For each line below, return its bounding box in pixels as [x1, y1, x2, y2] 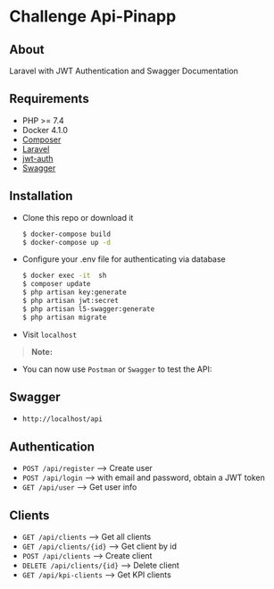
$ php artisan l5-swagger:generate [21, 304, 155, 314]
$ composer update [21, 280, 91, 289]
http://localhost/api [21, 415, 103, 424]
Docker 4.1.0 [21, 124, 69, 135]
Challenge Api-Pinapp [9, 6, 177, 27]
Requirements [9, 91, 89, 106]
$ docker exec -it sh [21, 271, 107, 281]
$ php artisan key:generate [21, 288, 127, 297]
